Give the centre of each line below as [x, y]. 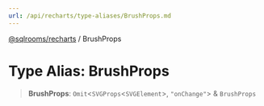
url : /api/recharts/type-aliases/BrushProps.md [90, 16]
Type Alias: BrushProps [89, 71]
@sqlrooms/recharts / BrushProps [65, 39]
